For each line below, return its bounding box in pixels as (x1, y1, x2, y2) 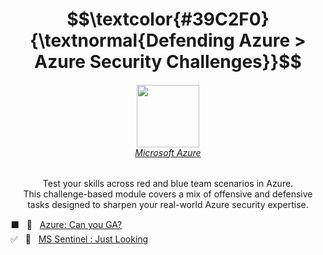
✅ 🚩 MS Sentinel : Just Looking (10, 233, 149, 245)
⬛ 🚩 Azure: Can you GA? (10, 219, 123, 231)
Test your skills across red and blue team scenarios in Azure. (42, 178, 294, 190)
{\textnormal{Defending (29, 29, 235, 52)
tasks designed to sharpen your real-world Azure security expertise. (27, 199, 309, 211)
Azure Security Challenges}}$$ (34, 51, 302, 73)
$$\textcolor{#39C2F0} (66, 8, 270, 31)
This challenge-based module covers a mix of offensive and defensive (23, 188, 313, 200)
